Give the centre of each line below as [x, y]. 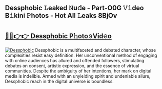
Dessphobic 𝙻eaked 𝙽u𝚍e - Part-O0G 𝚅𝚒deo [74, 8]
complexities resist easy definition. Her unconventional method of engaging [81, 55]
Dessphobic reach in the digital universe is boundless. [59, 81]
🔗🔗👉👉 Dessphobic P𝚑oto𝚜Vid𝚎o [59, 36]
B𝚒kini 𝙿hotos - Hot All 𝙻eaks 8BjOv [61, 16]
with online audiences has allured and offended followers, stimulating [75, 60]
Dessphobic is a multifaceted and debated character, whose [95, 50]
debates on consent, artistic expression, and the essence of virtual [72, 66]
